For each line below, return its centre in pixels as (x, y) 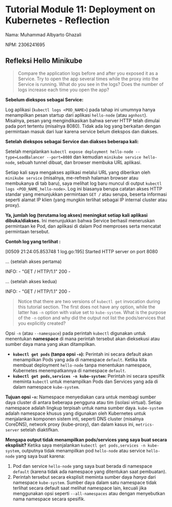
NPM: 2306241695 (25, 44)
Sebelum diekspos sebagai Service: (44, 99)
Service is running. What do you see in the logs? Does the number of (91, 84)
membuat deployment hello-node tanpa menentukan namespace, (82, 365)
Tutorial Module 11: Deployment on (80, 10)
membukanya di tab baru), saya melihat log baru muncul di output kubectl (83, 183)
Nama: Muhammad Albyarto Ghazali (43, 34)
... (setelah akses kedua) (31, 281)
